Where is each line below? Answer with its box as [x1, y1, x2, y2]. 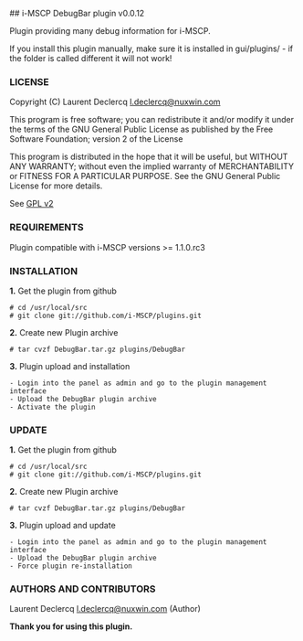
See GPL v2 [9, 198, 54, 209]
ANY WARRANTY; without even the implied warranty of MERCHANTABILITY [9, 161, 295, 172]
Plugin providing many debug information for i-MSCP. [9, 26, 212, 36]
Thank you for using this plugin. [9, 621, 133, 632]
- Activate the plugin [9, 402, 96, 411]
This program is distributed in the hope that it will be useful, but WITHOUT [9, 151, 288, 163]
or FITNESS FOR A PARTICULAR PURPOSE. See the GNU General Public [9, 171, 281, 182]
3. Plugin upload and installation [9, 360, 131, 371]
